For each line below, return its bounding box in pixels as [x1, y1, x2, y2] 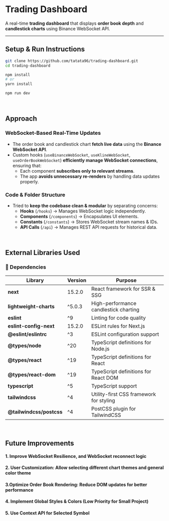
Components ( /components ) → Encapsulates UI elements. [20, 213, 139, 219]
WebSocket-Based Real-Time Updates [5, 130, 101, 137]
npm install [5, 72, 30, 77]
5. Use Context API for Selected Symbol [5, 510, 90, 516]
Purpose [116, 277, 137, 284]
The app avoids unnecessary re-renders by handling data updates [20, 173, 160, 179]
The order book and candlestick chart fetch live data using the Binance [12, 141, 162, 147]
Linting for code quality [91, 314, 146, 321]
